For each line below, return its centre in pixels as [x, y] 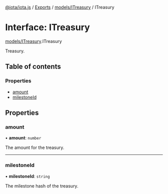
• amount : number [23, 138]
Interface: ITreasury [47, 27]
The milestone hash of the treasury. [42, 186]
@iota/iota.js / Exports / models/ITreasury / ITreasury [60, 7]
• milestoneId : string [27, 176]
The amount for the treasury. [35, 147]
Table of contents [33, 67]
